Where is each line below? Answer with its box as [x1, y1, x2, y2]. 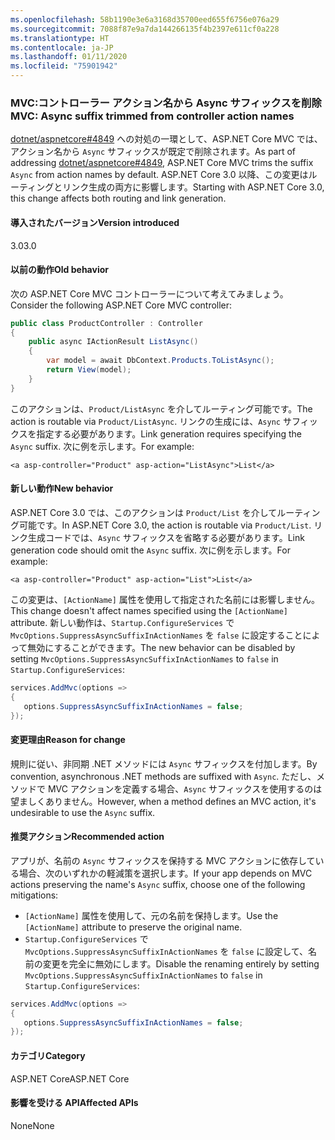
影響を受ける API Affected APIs [10, 1097, 139, 1109]
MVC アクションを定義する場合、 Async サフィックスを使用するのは [47, 782, 323, 795]
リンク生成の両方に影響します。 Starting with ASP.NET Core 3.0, [62, 181, 325, 193]
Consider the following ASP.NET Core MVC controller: [10, 299, 233, 311]
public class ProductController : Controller [10, 318, 203, 328]
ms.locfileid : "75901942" [10, 61, 118, 71]
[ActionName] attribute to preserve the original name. [24, 921, 243, 933]
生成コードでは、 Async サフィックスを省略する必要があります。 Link [27, 531, 305, 543]
